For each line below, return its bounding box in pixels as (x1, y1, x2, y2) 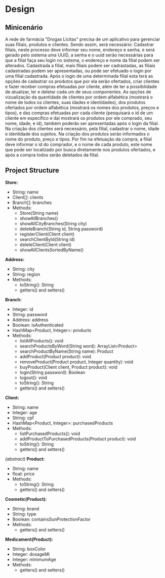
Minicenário (5, 23, 43, 32)
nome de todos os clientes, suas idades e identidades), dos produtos (5, 99, 146, 105)
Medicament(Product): (5, 536, 53, 542)
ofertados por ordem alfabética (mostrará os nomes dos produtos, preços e (5, 105, 159, 110)
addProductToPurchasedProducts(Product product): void (19, 435, 136, 441)
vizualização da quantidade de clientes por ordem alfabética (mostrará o (5, 94, 153, 100)
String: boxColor (12, 546, 46, 552)
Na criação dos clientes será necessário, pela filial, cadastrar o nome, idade (5, 126, 160, 132)
